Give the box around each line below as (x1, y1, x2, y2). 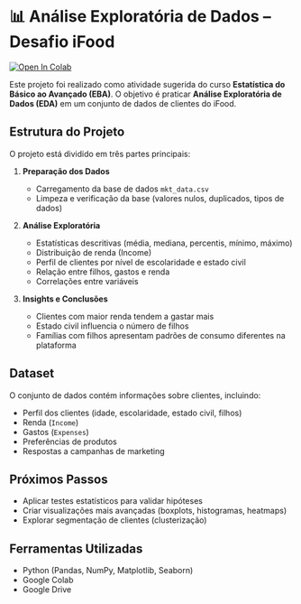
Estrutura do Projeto (9, 125, 125, 140)
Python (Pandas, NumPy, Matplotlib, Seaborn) (22, 565, 194, 576)
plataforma (35, 339, 77, 350)
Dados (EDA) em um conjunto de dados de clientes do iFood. (9, 98, 237, 108)
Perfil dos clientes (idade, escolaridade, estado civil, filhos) (22, 407, 242, 418)
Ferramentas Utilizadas (9, 541, 143, 556)
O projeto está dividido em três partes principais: (9, 148, 191, 159)
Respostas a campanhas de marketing (22, 445, 165, 456)
